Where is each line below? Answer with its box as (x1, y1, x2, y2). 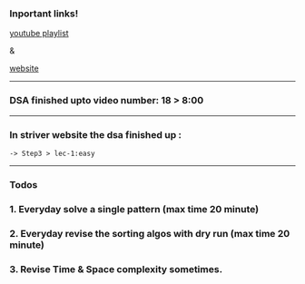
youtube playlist (9, 28, 70, 39)
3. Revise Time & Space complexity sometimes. (9, 262, 223, 275)
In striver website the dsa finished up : (9, 128, 182, 141)
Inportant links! (9, 7, 79, 20)
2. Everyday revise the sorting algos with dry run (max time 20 (9, 227, 290, 240)
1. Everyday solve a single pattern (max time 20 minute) (9, 202, 260, 215)
